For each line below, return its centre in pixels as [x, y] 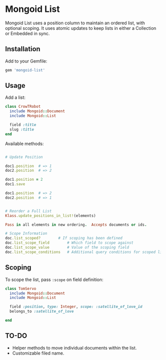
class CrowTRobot [23, 107]
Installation [23, 49]
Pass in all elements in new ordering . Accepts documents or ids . [76, 224]
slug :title [22, 129]
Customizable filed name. [38, 353]
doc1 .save [15, 184]
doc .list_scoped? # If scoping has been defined [64, 238]
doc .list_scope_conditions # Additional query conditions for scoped [80, 252]
